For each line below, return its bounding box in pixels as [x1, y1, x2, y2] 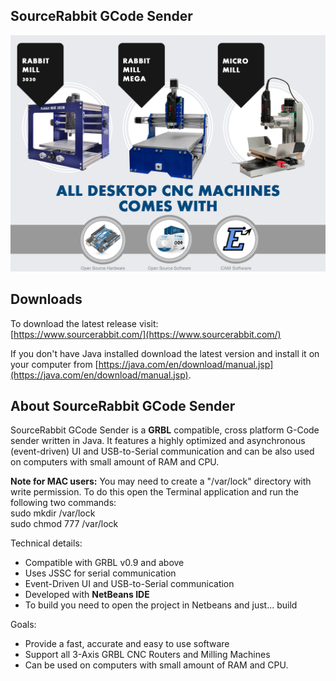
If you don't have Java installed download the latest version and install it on [10, 347, 320, 359]
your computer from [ [10, 358, 99, 370]
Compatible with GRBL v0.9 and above [24, 557, 185, 569]
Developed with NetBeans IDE [24, 589, 150, 601]
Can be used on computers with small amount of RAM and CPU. [24, 659, 289, 671]
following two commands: [10, 497, 117, 509]
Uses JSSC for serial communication [24, 567, 177, 579]
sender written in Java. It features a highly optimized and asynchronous [10, 435, 306, 447]
